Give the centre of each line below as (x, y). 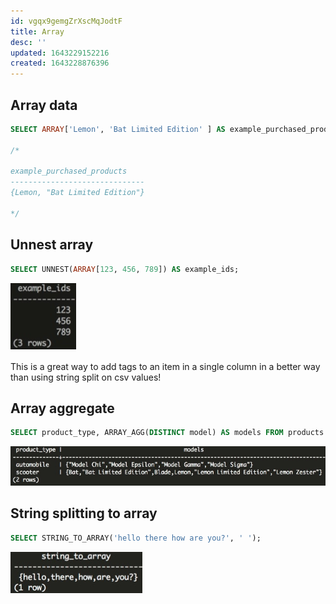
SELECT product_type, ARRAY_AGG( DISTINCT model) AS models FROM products (167, 433)
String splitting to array (84, 513)
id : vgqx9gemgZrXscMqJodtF (66, 21)
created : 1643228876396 (60, 63)
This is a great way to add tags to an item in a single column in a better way (165, 366)
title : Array (37, 31)
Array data (44, 105)
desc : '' (28, 42)
